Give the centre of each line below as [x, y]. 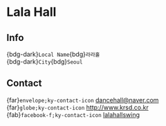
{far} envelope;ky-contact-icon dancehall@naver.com [83, 100]
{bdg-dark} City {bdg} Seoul [45, 62]
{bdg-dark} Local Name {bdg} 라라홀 [53, 54]
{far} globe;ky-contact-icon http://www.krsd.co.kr [78, 107]
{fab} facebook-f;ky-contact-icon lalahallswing [73, 114]
